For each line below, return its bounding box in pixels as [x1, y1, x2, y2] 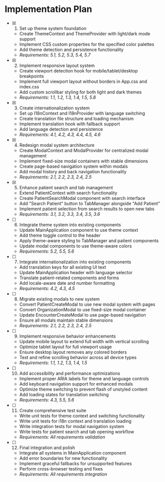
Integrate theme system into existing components [19, 221, 121, 228]
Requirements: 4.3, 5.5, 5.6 [19, 397, 74, 403]
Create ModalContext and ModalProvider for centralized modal [19, 147, 149, 153]
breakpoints [19, 73, 44, 79]
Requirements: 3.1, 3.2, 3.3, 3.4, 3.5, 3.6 [19, 211, 100, 217]
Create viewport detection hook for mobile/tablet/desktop [19, 67, 138, 73]
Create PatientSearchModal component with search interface [19, 195, 146, 201]
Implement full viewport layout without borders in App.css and [19, 78, 148, 84]
